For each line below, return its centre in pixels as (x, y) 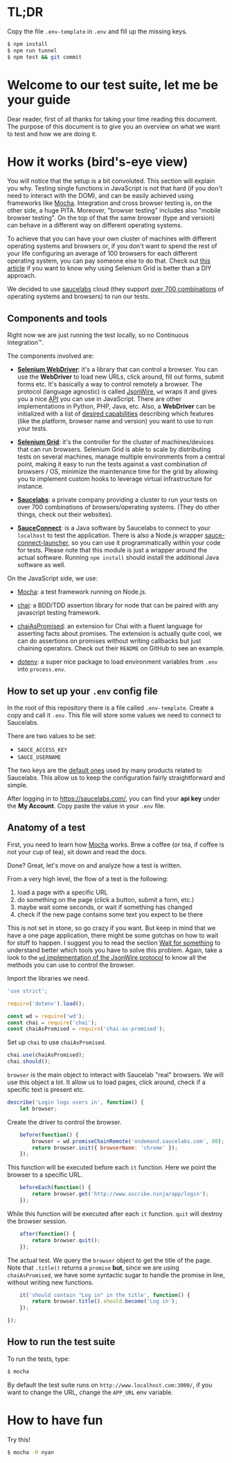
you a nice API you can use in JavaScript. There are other (99, 399)
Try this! (19, 1439)
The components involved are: (51, 356)
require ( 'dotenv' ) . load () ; (46, 1004)
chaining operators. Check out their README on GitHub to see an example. (121, 648)
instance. (30, 487)
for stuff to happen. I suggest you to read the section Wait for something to (114, 942)
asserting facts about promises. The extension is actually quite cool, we (119, 634)
